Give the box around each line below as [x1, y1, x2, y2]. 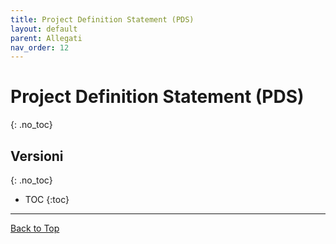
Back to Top [10, 222, 60, 234]
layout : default [10, 24, 78, 34]
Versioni [10, 147, 64, 165]
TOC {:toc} [24, 194, 70, 205]
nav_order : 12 [10, 42, 70, 53]
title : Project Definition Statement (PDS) [10, 14, 195, 25]
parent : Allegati [10, 33, 83, 43]
